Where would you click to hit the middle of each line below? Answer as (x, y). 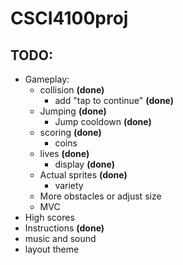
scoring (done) (70, 132)
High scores (49, 217)
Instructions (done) (64, 228)
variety (69, 185)
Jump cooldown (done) (103, 121)
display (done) (84, 164)
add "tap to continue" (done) (114, 100)
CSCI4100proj (69, 18)
